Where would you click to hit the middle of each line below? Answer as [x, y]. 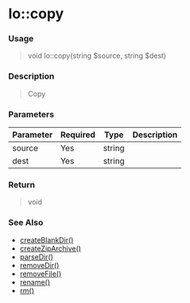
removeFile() [41, 274]
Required [78, 135]
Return [22, 185]
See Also [26, 223]
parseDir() [37, 257]
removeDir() [39, 265]
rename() [35, 282]
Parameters [31, 114]
